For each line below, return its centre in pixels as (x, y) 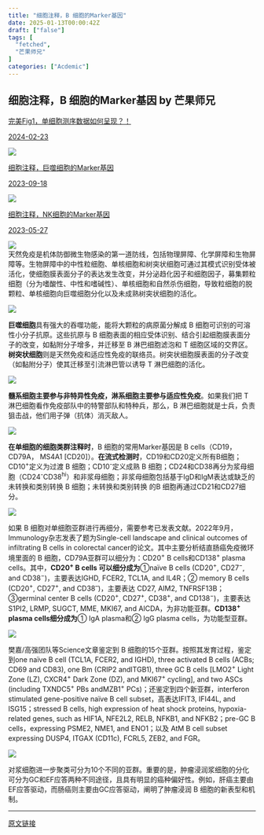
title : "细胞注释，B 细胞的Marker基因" (68, 15)
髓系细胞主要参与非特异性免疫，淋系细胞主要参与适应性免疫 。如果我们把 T (128, 395)
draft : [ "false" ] (37, 30)
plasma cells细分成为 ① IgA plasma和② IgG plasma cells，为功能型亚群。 (130, 618)
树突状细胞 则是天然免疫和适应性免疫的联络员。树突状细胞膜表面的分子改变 (128, 354)
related (20, 718)
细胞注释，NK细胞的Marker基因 (59, 214)
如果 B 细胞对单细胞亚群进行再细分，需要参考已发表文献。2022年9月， (123, 528)
